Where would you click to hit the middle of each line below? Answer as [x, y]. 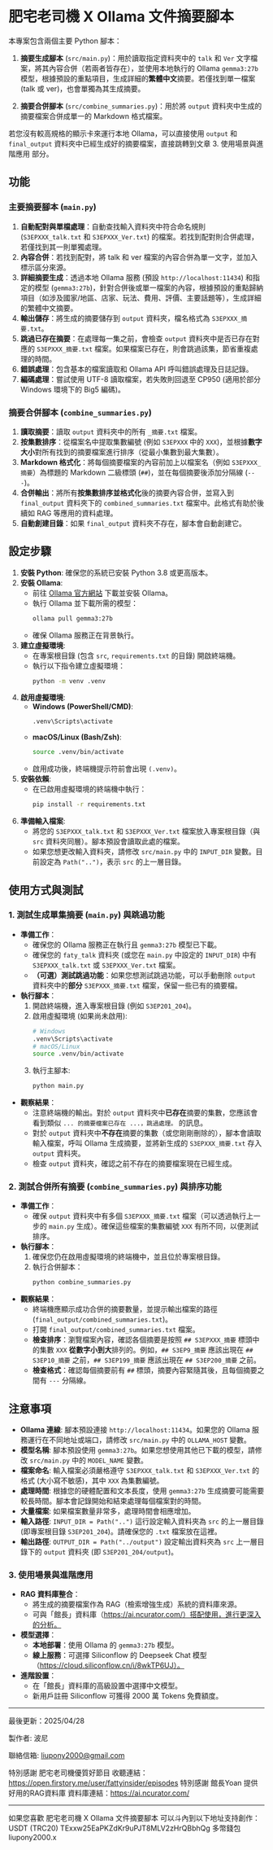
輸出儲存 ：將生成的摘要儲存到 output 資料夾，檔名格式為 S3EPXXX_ [130, 318]
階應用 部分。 [31, 153]
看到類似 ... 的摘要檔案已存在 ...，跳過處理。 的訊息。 [120, 1123]
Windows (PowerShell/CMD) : [83, 707]
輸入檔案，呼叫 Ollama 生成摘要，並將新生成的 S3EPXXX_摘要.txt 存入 [147, 1143]
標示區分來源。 [45, 267]
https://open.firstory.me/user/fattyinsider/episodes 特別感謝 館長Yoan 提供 [133, 1783]
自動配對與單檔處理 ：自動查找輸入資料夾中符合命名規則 [113, 226]
